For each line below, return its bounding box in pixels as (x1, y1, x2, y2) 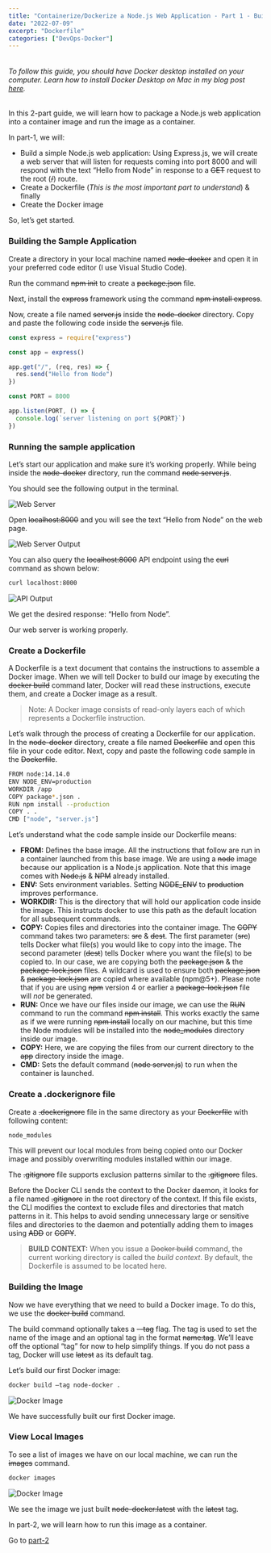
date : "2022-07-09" (8, 19, 74, 27)
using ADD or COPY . (8, 1229, 77, 1238)
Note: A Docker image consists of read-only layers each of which (27, 705, 246, 714)
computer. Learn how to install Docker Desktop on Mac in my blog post (8, 74, 246, 85)
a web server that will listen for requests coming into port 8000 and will (19, 157, 257, 166)
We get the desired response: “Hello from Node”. (8, 609, 171, 618)
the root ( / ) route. (19, 174, 78, 184)
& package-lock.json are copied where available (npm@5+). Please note (19, 974, 261, 984)
